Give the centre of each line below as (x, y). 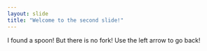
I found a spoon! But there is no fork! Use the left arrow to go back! (104, 40)
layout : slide (28, 14)
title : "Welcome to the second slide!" (66, 20)
